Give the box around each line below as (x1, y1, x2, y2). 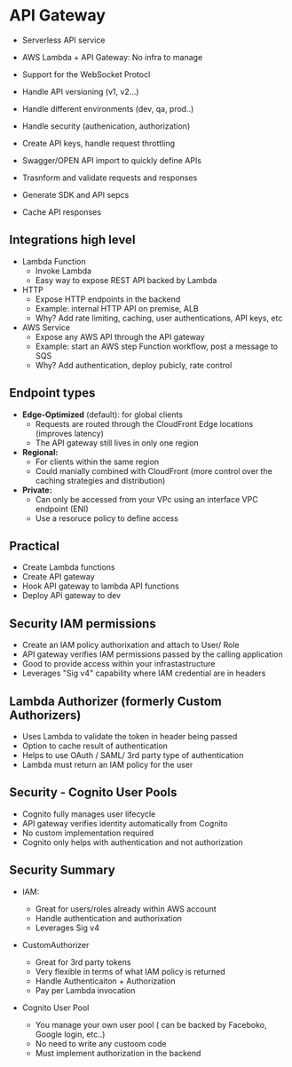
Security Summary (9, 863, 115, 878)
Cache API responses (21, 206, 102, 217)
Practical (9, 538, 60, 553)
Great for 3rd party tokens (35, 956, 131, 968)
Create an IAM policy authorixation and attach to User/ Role (21, 640, 240, 651)
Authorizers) (9, 707, 82, 723)
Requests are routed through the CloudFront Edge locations (35, 418, 254, 429)
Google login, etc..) (35, 1029, 106, 1039)
